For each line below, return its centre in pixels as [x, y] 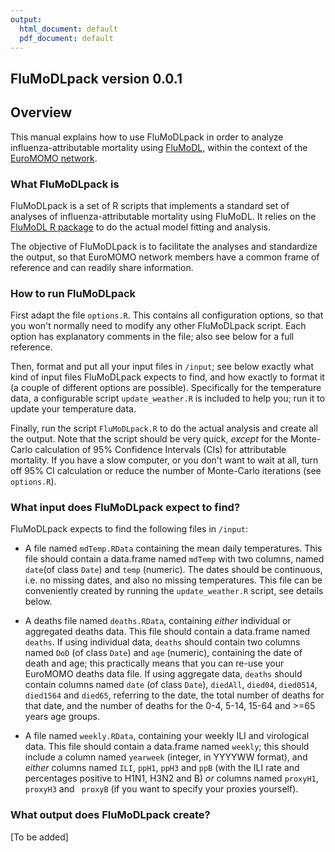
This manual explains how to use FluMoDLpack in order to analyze [147, 137]
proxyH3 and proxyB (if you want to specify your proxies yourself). [161, 789]
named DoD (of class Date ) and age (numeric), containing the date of [163, 653]
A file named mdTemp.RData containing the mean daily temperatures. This [173, 548]
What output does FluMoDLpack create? [110, 815]
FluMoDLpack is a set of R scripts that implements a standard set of [150, 205]
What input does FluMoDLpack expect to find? [125, 508]
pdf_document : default [66, 38]
